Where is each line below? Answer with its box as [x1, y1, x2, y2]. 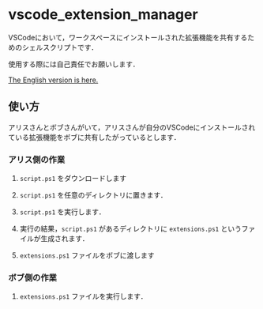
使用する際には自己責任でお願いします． [8, 59, 140, 69]
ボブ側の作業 [8, 272, 58, 283]
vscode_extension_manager [8, 6, 199, 24]
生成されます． [40, 234, 89, 243]
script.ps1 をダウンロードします [19, 174, 127, 183]
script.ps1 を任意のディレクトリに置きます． [19, 190, 167, 200]
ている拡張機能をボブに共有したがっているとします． [8, 132, 181, 141]
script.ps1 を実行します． [19, 207, 106, 217]
